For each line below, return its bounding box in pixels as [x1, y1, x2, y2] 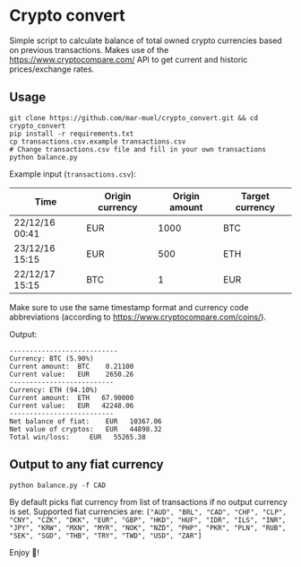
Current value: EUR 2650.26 [9, 370, 134, 379]
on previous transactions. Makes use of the [9, 44, 169, 55]
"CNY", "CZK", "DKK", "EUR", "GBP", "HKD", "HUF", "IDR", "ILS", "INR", [9, 515, 287, 525]
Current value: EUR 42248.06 [9, 401, 134, 410]
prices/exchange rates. [9, 64, 95, 74]
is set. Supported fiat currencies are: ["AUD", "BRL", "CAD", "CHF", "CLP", [9, 506, 287, 517]
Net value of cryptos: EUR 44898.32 [9, 424, 163, 433]
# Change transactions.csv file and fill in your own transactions [9, 144, 267, 153]
